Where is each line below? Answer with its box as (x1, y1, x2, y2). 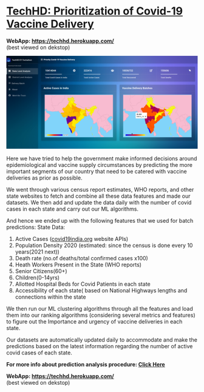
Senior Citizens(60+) (15, 267, 68, 274)
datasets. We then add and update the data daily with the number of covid (6, 198, 192, 206)
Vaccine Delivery (6, 17, 94, 31)
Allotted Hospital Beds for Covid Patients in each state (15, 280, 151, 288)
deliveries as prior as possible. (6, 174, 83, 181)
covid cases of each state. (6, 349, 73, 356)
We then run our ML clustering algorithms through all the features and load (6, 305, 193, 312)
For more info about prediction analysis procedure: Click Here (6, 360, 165, 368)
